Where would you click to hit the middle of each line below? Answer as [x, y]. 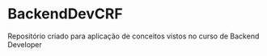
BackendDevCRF [65, 14]
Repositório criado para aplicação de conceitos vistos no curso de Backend [133, 36]
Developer [25, 44]
